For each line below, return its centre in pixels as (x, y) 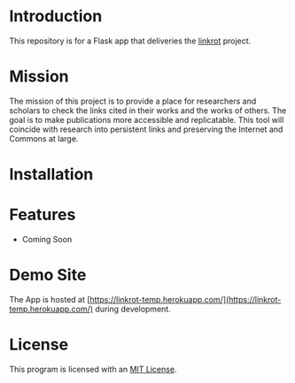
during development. (133, 309)
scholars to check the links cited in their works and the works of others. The (148, 110)
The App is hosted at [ (50, 299)
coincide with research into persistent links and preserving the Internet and (146, 129)
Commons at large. (44, 138)
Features (43, 215)
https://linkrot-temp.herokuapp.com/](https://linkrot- (186, 299)
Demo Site (48, 275)
